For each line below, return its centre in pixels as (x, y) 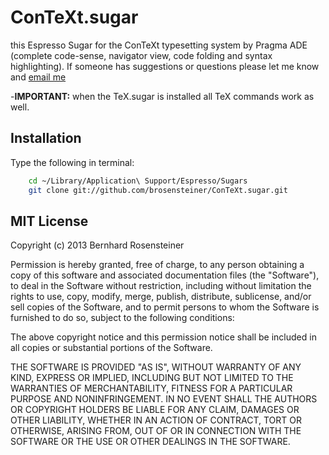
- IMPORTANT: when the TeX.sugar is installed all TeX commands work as (162, 96)
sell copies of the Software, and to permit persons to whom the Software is (165, 307)
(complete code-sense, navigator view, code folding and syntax (141, 55)
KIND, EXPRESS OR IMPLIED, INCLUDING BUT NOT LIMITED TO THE (152, 378)
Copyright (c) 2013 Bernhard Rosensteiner (97, 245)
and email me (38, 77)
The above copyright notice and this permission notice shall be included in (163, 337)
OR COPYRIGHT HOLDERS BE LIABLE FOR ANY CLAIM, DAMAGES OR (155, 410)
